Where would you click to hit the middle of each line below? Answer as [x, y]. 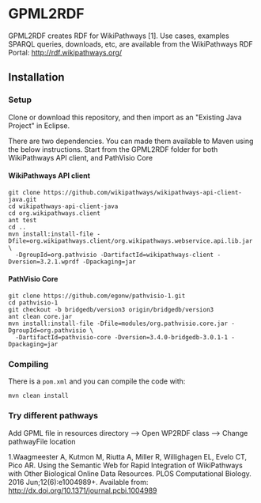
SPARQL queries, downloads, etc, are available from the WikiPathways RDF [130, 43]
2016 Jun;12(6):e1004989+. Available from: [78, 482]
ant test [23, 220]
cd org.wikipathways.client [55, 213]
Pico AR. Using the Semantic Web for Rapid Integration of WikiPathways [125, 465]
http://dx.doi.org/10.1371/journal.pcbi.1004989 [83, 490]
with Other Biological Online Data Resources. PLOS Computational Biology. [130, 473]
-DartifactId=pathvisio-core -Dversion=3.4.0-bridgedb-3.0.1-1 [121, 338]
